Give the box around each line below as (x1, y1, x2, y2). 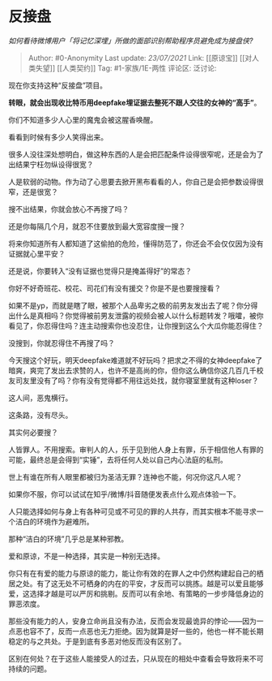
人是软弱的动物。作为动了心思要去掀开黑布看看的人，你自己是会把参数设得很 (8, 176, 264, 187)
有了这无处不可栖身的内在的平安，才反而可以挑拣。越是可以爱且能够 (36, 578, 264, 588)
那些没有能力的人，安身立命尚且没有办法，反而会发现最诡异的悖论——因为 (8, 616, 257, 626)
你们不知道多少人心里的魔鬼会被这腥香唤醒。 (8, 114, 158, 124)
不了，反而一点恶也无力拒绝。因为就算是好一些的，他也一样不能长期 (36, 626, 264, 636)
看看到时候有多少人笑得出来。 (8, 131, 108, 142)
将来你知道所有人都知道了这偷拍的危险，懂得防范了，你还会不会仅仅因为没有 (8, 239, 264, 248)
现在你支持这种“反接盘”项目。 (8, 80, 108, 90)
